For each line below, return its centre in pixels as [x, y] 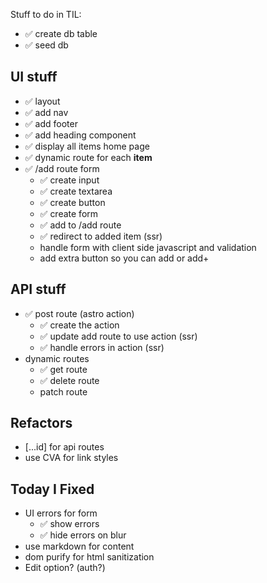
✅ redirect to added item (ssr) [101, 236]
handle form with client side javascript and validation [148, 247]
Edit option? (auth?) [65, 568]
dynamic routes [57, 358]
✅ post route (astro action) [79, 313]
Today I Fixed [52, 489]
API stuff [38, 289]
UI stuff [34, 77]
